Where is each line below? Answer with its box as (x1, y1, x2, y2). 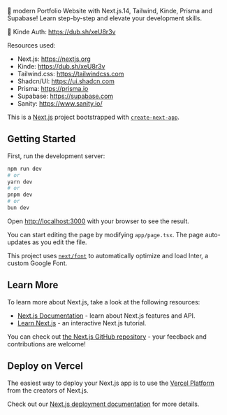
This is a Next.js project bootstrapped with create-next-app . (7, 113, 180, 121)
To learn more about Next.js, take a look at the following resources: (7, 297, 200, 306)
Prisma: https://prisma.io (17, 85, 89, 92)
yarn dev (7, 178, 33, 185)
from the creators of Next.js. (7, 386, 89, 395)
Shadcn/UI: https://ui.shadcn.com (17, 77, 115, 85)
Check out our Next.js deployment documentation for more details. (7, 400, 200, 408)
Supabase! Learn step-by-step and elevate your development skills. (7, 14, 203, 22)
